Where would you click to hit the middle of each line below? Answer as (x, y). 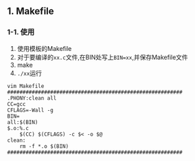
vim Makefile (26, 86)
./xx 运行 (30, 73)
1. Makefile (31, 11)
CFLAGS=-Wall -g (30, 110)
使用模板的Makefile (44, 48)
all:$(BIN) (23, 122)
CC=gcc (16, 104)
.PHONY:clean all (32, 98)
